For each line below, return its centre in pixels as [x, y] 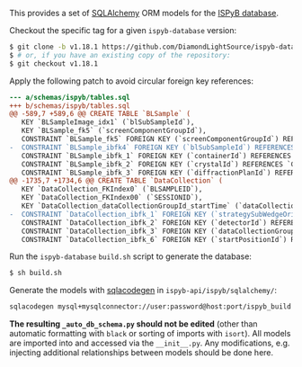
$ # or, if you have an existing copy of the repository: [120, 55]
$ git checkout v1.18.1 [54, 63]
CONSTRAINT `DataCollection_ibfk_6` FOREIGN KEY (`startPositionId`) [154, 239]
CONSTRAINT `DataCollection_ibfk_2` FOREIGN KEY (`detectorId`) [144, 223]
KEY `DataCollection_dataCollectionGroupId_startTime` [126, 206]
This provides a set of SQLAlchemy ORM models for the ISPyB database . [144, 13]
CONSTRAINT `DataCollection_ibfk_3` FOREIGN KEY [114, 231]
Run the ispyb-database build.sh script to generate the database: [130, 256]
